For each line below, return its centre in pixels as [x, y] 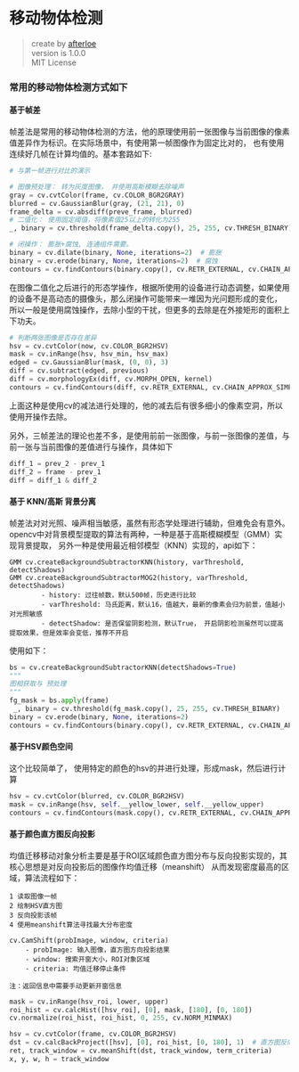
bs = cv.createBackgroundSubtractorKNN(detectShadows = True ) [123, 667]
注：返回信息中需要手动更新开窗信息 [66, 986]
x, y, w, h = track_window [59, 1059]
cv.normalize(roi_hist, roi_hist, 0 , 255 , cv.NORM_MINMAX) [121, 1018]
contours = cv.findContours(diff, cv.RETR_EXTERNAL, [109, 387]
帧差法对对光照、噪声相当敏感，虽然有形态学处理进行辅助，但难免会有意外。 [149, 523]
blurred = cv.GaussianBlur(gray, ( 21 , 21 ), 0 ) [97, 203]
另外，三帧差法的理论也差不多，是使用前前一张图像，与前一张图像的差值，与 [149, 435]
